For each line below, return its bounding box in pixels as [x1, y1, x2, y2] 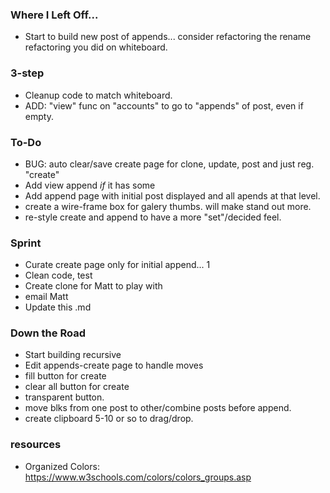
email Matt [24, 291, 69, 303]
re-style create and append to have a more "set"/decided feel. [24, 211, 282, 223]
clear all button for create [24, 381, 130, 393]
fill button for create [24, 370, 107, 382]
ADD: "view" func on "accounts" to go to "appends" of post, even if [24, 99, 304, 112]
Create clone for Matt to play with [24, 280, 163, 292]
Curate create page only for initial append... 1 [24, 259, 211, 271]
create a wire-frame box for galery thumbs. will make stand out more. [24, 200, 312, 212]
